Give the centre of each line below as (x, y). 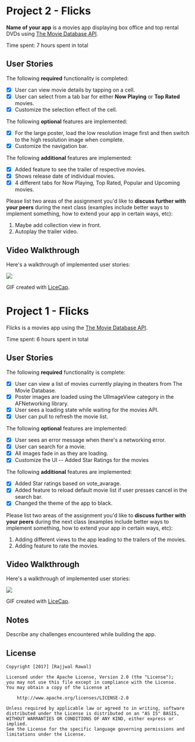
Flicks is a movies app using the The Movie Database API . (77, 328)
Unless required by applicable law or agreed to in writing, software (95, 708)
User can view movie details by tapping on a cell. (75, 90)
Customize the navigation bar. (51, 146)
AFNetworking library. (42, 403)
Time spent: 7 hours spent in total (47, 45)
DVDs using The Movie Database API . (52, 33)
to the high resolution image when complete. (69, 140)
